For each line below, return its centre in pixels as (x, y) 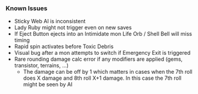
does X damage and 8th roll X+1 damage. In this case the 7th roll (102, 78)
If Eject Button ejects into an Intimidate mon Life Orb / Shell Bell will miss (103, 34)
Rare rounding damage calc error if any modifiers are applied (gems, (98, 59)
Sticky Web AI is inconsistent (50, 21)
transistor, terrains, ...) (41, 65)
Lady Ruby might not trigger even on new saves (73, 27)
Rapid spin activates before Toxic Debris (64, 46)
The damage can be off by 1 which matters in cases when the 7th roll (108, 72)
